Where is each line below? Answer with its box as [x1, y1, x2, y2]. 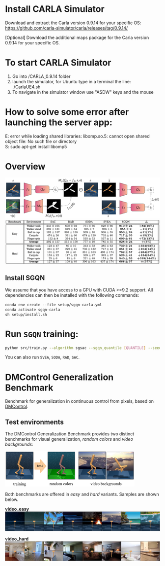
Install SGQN [5, 274, 45, 282]
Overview [5, 161, 46, 172]
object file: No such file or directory [5, 138, 77, 144]
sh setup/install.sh [5, 312, 48, 317]
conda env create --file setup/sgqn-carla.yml [5, 302, 102, 307]
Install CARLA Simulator [5, 3, 105, 15]
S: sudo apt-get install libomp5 [5, 143, 67, 149]
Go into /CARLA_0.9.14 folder [12, 73, 71, 79]
